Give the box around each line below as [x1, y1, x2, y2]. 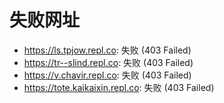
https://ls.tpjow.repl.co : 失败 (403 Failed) [23, 44, 192, 56]
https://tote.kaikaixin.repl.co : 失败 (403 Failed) [23, 81, 215, 93]
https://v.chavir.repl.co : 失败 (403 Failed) [23, 69, 192, 81]
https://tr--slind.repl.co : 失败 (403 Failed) [23, 56, 194, 68]
